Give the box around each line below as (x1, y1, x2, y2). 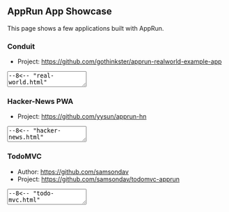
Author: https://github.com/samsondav (17, 167, 129, 176)
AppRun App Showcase (7, 6, 113, 17)
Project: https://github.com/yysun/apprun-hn (17, 112, 147, 121)
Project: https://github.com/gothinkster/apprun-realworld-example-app (17, 57, 222, 66)
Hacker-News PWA (7, 97, 74, 107)
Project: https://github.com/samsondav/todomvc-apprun (17, 174, 180, 183)
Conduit (7, 41, 35, 51)
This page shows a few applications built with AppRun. (7, 24, 164, 32)
